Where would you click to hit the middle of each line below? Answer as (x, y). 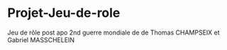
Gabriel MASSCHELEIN (41, 39)
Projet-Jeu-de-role (64, 13)
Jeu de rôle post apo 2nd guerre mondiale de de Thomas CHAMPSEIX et (113, 32)
